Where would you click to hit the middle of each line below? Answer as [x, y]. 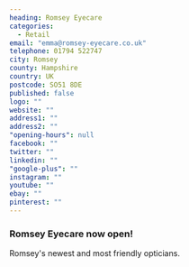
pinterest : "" [36, 203]
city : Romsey [34, 60]
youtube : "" [31, 186]
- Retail [34, 34]
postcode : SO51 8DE [46, 85]
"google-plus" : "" [44, 169]
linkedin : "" [34, 160]
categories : [31, 26]
